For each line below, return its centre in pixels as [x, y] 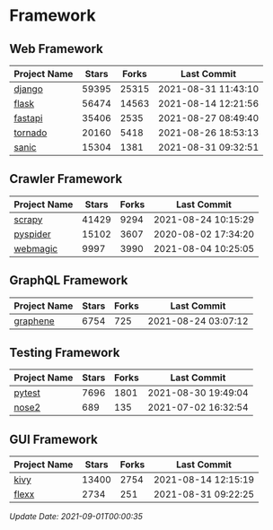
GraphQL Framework [69, 280]
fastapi [28, 118]
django [28, 89]
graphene [35, 321]
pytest [27, 393]
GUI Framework [54, 439]
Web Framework [56, 49]
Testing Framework [65, 353]
